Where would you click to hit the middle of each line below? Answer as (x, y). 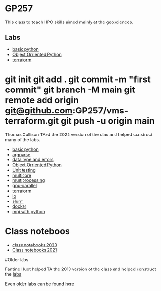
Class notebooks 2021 (34, 250)
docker (19, 206)
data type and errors (33, 159)
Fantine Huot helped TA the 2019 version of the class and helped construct (80, 269)
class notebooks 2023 (34, 245)
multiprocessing (28, 180)
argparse (21, 154)
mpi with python (28, 211)
